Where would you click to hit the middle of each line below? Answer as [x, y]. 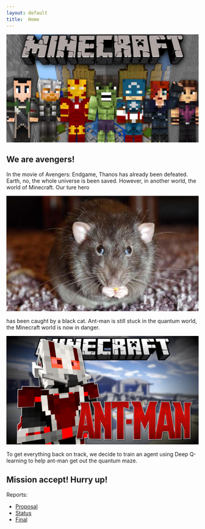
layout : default [27, 13]
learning [17, 461]
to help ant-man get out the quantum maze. [83, 461]
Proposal [26, 506]
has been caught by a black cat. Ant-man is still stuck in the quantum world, [102, 321]
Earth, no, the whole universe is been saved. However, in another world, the [101, 181]
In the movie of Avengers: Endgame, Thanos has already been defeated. [97, 174]
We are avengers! [41, 160]
